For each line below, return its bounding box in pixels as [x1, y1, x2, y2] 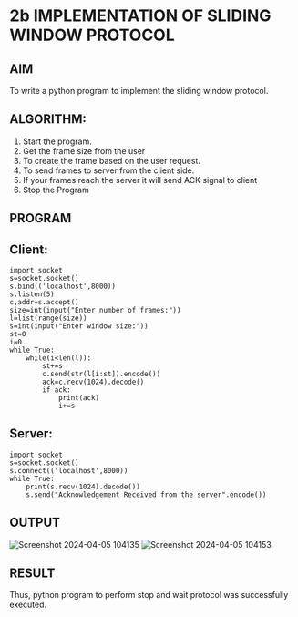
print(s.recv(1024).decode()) [26, 482, 141, 491]
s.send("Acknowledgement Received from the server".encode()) [26, 489, 267, 499]
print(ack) [57, 394, 100, 403]
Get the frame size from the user [22, 145, 146, 156]
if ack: [42, 386, 71, 395]
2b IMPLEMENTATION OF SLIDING [9, 5, 272, 26]
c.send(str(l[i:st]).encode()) [42, 370, 161, 379]
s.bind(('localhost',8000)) [9, 282, 117, 292]
